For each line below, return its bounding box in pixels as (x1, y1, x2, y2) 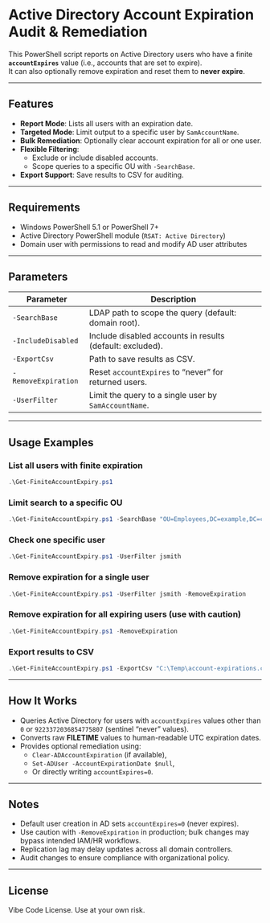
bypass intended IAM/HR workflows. (19, 836, 141, 846)
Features (8, 97, 54, 111)
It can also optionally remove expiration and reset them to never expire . (8, 66, 245, 76)
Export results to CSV (8, 646, 95, 657)
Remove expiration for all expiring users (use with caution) (8, 609, 242, 620)
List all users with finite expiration (8, 460, 143, 471)
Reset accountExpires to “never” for (88, 367, 223, 378)
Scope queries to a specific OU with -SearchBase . (31, 161, 195, 170)
